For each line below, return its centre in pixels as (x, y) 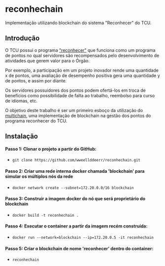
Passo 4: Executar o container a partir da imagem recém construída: (76, 226)
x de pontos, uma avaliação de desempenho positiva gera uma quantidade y (82, 76)
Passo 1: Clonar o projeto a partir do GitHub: (51, 149)
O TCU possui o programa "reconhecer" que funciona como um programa (80, 50)
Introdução (22, 38)
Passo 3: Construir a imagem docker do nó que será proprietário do (75, 199)
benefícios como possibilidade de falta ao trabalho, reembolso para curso (80, 95)
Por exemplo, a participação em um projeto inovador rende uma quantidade (82, 70)
